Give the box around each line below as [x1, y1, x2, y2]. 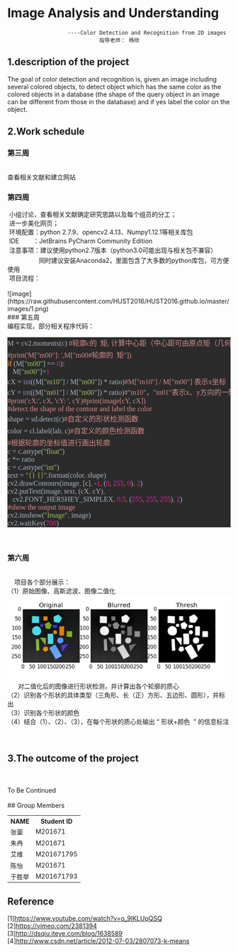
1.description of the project [7, 56, 130, 68]
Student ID [40, 817, 73, 825]
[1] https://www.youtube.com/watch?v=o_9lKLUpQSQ [7, 914, 163, 923]
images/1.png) [7, 304, 49, 313]
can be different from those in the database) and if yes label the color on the [7, 97, 230, 106]
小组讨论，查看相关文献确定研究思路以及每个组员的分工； [8, 210, 177, 218]
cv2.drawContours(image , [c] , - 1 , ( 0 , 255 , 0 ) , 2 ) [7, 479, 143, 488]
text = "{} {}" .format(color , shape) [7, 471, 106, 480]
